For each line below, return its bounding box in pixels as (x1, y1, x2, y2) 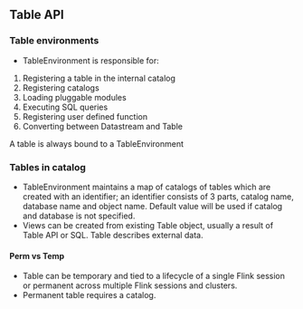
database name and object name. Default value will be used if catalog (22, 200, 283, 211)
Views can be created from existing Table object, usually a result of (22, 219, 274, 230)
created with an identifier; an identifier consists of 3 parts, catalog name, (22, 190, 294, 202)
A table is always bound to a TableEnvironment (9, 138, 184, 149)
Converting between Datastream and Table (22, 121, 184, 131)
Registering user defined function (22, 111, 147, 121)
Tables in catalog (9, 160, 86, 173)
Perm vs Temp (9, 250, 65, 261)
